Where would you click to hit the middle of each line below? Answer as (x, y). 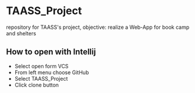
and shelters (21, 33)
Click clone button (37, 85)
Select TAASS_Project (41, 78)
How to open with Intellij (51, 52)
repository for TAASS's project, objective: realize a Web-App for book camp (98, 27)
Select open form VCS (41, 66)
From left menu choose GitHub (52, 72)
